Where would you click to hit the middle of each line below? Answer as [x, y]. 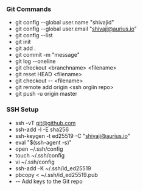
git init [23, 42]
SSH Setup [23, 110]
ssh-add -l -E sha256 [42, 129]
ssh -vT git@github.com [45, 123]
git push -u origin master [46, 94]
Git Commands [29, 9]
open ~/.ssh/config [39, 149]
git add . [26, 48]
